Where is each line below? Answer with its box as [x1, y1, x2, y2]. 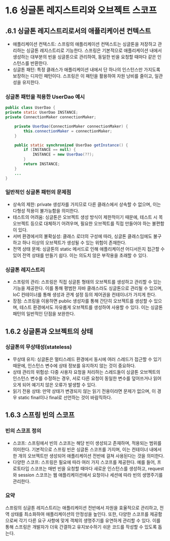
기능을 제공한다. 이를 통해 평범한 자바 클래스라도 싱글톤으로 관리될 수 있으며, [12, 285, 163, 291]
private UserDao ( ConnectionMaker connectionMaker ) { [14, 123, 128, 129]
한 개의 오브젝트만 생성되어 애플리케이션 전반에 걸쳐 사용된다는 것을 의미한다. [12, 452, 165, 459]
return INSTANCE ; [23, 162, 60, 167]
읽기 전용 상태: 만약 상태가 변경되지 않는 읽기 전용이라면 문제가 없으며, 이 [12, 388, 156, 394]
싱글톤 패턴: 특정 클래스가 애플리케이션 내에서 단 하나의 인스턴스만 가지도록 [12, 67, 161, 72]
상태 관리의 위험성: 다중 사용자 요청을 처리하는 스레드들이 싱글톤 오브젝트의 [12, 369, 161, 375]
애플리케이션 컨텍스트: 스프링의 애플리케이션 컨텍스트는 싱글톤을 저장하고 [12, 41, 157, 47]
